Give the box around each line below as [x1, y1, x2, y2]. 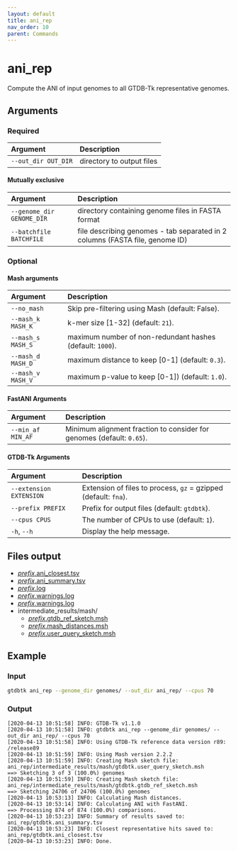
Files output [7, 551, 62, 562]
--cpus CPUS [11, 515, 52, 524]
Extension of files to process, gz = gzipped [81, 483, 223, 492]
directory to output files [79, 156, 158, 166]
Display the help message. [81, 526, 170, 536]
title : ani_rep [7, 17, 52, 24]
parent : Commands [7, 30, 59, 38]
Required [7, 125, 40, 135]
